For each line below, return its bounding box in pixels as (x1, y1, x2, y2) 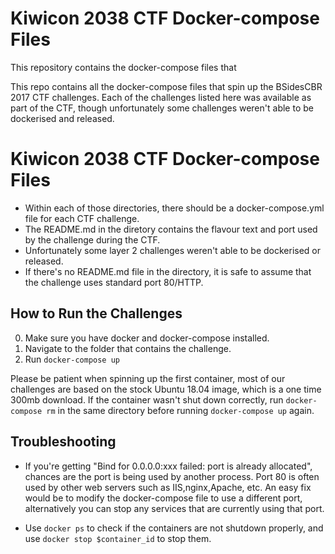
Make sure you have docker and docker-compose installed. (24, 332, 270, 344)
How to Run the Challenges (10, 305, 183, 322)
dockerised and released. (10, 112, 115, 124)
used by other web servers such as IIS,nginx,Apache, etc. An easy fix (24, 481, 312, 493)
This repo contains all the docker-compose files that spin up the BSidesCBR (10, 80, 323, 92)
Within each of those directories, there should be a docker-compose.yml (24, 202, 325, 214)
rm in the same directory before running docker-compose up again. (46, 404, 315, 416)
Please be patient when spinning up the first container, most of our (10, 372, 286, 384)
